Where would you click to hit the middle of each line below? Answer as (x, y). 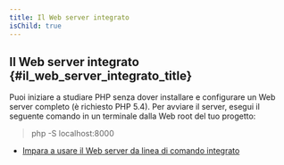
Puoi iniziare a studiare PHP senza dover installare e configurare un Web (142, 97)
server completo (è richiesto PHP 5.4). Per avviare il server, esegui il (135, 107)
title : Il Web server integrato (69, 17)
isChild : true (36, 26)
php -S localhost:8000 (72, 134)
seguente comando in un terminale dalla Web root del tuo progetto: (133, 116)
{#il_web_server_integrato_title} (101, 75)
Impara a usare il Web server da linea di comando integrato (131, 151)
